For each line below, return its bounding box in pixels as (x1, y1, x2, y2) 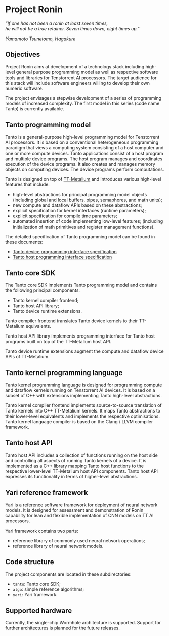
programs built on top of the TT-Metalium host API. (5, 339, 112, 345)
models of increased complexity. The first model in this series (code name (5, 100, 160, 106)
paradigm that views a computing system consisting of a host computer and (5, 144, 164, 151)
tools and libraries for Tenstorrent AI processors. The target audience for (5, 74, 157, 81)
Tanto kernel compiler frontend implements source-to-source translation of (5, 402, 162, 408)
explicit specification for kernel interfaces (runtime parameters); (12, 207, 146, 213)
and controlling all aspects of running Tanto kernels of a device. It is (5, 458, 147, 463)
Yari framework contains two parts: (5, 528, 78, 534)
